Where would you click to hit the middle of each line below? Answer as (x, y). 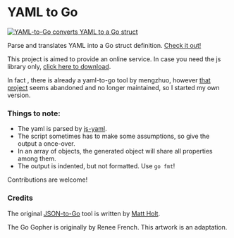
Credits (20, 198)
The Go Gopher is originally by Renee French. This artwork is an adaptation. (117, 227)
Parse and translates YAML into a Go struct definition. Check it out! (104, 45)
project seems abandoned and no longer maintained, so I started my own (113, 87)
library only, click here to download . (59, 66)
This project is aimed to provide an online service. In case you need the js (114, 59)
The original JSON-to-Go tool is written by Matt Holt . (84, 213)
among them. (37, 158)
